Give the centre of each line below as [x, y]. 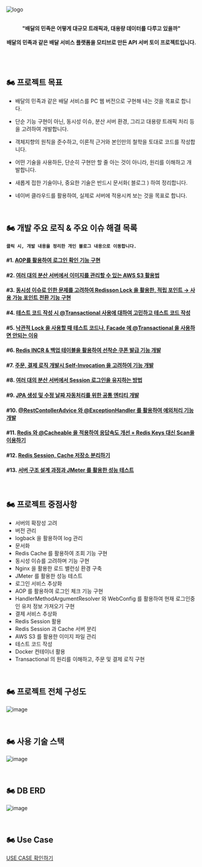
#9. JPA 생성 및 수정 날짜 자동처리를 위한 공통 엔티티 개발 [73, 395]
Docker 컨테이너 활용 [40, 651]
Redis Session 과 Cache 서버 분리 [55, 629]
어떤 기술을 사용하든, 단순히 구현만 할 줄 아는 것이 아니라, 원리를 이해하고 [100, 162]
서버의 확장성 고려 [36, 523]
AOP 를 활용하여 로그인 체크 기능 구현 [59, 591]
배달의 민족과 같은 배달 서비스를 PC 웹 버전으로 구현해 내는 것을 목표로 [97, 101]
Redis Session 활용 [38, 621]
